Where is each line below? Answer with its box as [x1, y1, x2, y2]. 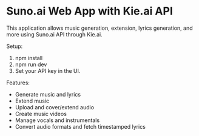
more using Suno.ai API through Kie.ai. [6, 30, 103, 38]
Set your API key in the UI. [15, 67, 81, 74]
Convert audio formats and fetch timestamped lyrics [15, 123, 146, 130]
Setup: [6, 42, 23, 50]
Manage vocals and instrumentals [15, 117, 100, 124]
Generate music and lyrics [15, 90, 81, 98]
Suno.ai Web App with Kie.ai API [6, 4, 173, 18]
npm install [15, 54, 43, 61]
